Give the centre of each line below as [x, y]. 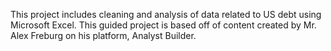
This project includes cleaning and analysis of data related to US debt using [166, 14]
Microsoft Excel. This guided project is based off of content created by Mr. [163, 25]
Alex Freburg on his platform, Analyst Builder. [103, 35]
